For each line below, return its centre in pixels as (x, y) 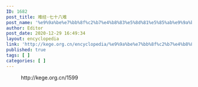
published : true (26, 50)
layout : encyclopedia (33, 39)
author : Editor (25, 28)
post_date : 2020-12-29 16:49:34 (46, 34)
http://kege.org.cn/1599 (49, 78)
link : (13, 45)
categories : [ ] (26, 61)
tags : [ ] (18, 55)
